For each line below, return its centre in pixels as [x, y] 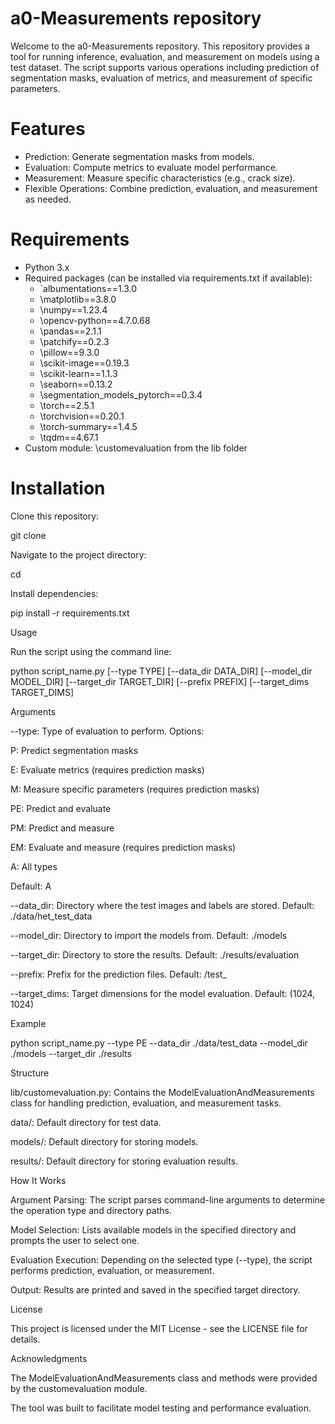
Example [28, 1023]
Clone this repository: [55, 516]
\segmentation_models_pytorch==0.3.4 [121, 394]
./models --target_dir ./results [71, 1053]
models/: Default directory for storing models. [104, 1141]
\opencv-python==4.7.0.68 [95, 320]
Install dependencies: [54, 593]
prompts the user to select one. [75, 1240]
